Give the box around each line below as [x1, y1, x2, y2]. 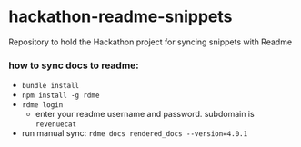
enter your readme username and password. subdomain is [35, 109, 256, 120]
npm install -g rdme [21, 91, 100, 101]
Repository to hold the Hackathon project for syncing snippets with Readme [8, 36, 293, 47]
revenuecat [35, 120, 77, 129]
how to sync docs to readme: [8, 59, 140, 72]
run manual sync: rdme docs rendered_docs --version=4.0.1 [21, 128, 248, 139]
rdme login [21, 101, 64, 110]
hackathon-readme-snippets [8, 6, 233, 27]
